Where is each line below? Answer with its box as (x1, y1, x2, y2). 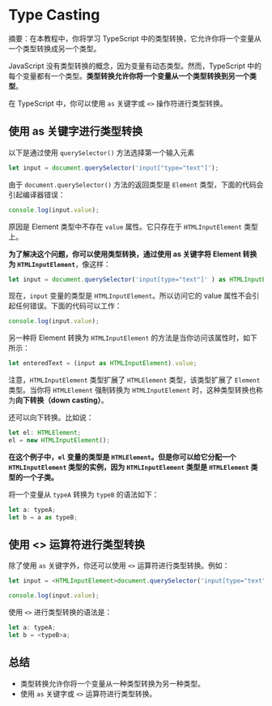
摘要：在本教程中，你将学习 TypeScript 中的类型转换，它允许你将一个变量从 (8, 33, 261, 43)
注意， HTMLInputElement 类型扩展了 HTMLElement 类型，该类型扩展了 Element (8, 375, 261, 385)
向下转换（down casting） (15, 395, 101, 405)
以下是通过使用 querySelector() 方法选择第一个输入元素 (8, 148, 195, 157)
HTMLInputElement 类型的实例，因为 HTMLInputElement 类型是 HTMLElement (8, 462, 249, 471)
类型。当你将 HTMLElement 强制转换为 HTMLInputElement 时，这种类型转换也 (8, 385, 257, 395)
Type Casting (8, 6, 100, 24)
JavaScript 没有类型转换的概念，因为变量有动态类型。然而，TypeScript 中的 (8, 61, 261, 71)
